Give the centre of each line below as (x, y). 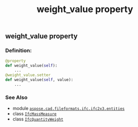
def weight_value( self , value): (39, 80)
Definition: (18, 50)
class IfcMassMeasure (34, 114)
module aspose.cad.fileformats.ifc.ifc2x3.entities (68, 108)
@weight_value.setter (28, 75)
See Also (16, 97)
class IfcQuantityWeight (38, 119)
